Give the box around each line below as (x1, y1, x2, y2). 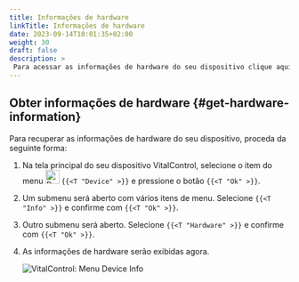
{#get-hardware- (192, 95, 290, 111)
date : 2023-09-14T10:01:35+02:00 (9, 29, 133, 38)
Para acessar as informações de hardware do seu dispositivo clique (12, 63, 273, 72)
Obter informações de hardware (9, 95, 190, 111)
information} (9, 109, 82, 125)
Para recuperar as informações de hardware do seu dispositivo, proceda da (9, 133, 287, 143)
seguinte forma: (9, 142, 68, 153)
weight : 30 (9, 37, 50, 47)
